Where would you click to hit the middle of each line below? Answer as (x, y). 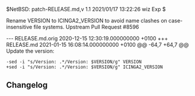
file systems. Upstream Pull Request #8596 (86, 27)
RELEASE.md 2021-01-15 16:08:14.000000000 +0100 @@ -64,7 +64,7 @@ (97, 45)
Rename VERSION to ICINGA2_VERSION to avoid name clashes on (87, 20)
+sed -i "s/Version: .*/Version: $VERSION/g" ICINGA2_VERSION (84, 67)
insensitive (19, 27)
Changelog (27, 85)
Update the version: (30, 51)
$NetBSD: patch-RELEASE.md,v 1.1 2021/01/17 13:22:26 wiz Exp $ (86, 9)
